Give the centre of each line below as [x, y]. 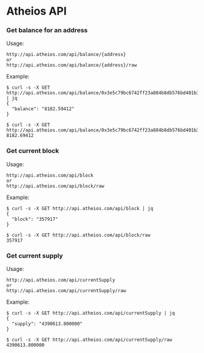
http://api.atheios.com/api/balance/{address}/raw [72, 65]
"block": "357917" [35, 219]
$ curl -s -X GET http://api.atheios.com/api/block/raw [78, 235]
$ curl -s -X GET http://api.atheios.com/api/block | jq [80, 208]
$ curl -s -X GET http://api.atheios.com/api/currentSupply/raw [89, 340]
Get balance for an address [47, 30]
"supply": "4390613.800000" [47, 324]
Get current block [33, 151]
